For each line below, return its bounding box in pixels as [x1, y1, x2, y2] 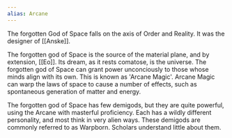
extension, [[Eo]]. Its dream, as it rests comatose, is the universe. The [7, 57, 207, 66]
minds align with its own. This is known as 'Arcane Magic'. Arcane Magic [7, 72, 215, 81]
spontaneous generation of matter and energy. [7, 87, 141, 95]
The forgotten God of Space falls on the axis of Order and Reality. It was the [7, 29, 225, 38]
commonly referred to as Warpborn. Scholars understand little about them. [7, 123, 222, 131]
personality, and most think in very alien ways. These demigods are [7, 116, 201, 124]
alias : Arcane [7, 10, 49, 17]
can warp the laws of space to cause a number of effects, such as [7, 79, 197, 88]
